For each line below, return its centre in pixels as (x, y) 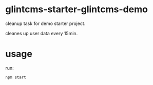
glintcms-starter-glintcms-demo (76, 9)
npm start (16, 77)
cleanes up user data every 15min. (42, 33)
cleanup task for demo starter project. (45, 23)
